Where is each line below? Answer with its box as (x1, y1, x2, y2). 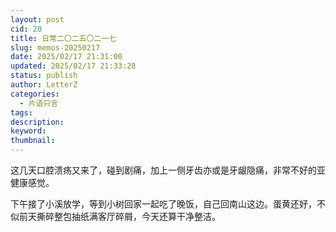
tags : (10, 107, 33, 118)
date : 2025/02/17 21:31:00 (10, 52, 123, 62)
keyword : (10, 126, 47, 136)
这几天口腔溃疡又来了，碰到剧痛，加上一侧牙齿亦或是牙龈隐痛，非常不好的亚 (10, 164, 326, 176)
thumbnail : (10, 136, 56, 146)
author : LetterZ (10, 80, 78, 90)
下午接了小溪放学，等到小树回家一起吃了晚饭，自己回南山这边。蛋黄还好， (10, 198, 317, 210)
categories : (10, 89, 60, 99)
